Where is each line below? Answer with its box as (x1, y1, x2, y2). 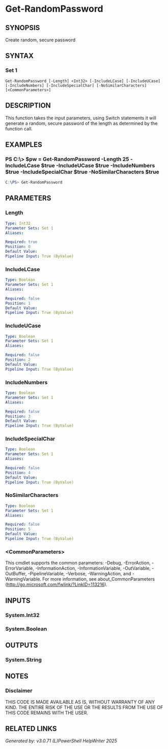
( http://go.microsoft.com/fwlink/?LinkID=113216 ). (5, 581, 108, 587)
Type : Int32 (5, 221, 31, 226)
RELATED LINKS (5, 724, 57, 733)
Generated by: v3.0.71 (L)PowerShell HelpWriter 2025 (5, 738, 117, 744)
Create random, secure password (5, 37, 76, 43)
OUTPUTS (5, 640, 38, 650)
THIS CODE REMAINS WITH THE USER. (5, 709, 89, 716)
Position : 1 (5, 301, 31, 306)
